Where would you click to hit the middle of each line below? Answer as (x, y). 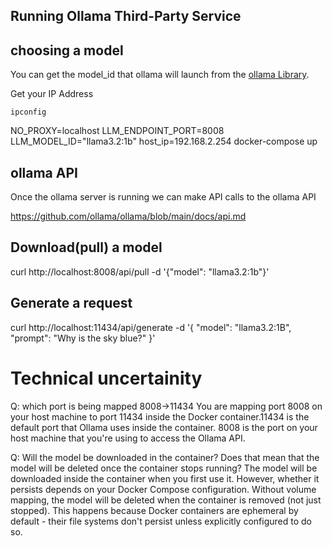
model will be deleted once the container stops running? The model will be (164, 468)
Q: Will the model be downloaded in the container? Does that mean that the (165, 457)
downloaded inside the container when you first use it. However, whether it (165, 478)
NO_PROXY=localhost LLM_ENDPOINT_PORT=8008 (117, 131)
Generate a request (71, 303)
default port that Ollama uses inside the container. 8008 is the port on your (164, 427)
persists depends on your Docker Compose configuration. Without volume (163, 489)
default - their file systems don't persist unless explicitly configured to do (161, 521)
